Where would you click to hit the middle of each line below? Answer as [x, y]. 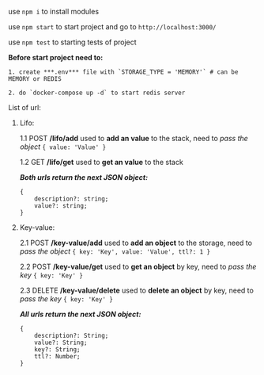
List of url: [25, 107]
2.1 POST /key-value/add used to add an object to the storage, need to [136, 243]
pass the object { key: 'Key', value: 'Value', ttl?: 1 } [115, 251]
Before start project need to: [56, 57]
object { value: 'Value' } [63, 147]
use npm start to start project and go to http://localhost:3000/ [112, 27]
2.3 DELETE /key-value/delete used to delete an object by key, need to [137, 290]
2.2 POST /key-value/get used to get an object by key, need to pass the [138, 266]
